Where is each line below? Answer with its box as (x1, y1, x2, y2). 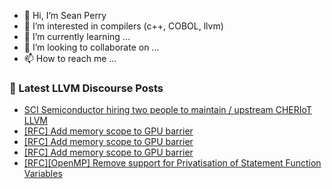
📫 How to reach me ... (23, 53, 117, 64)
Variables (23, 168, 63, 180)
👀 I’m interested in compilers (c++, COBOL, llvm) (23, 20, 224, 32)
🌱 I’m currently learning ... (23, 31, 131, 42)
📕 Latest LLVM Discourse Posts (9, 81, 164, 95)
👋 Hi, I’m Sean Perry (23, 10, 107, 21)
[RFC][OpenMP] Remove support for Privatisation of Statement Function (23, 157, 322, 169)
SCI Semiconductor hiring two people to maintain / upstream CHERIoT (23, 104, 312, 116)
